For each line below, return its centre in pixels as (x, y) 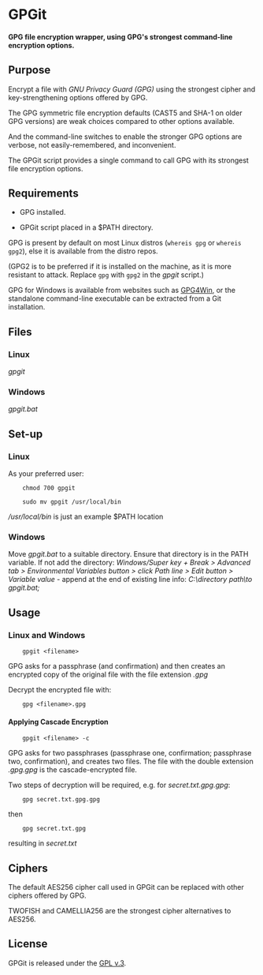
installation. (27, 307)
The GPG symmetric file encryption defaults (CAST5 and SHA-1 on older (125, 113)
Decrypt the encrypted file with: (60, 690)
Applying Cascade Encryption (58, 722)
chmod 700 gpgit (49, 488)
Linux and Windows (47, 635)
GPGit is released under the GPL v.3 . (67, 963)
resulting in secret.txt (43, 843)
